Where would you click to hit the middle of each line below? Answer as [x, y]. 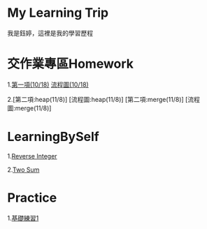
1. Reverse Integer [32, 156]
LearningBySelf [53, 137]
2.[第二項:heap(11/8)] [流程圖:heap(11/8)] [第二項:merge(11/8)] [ [98, 99]
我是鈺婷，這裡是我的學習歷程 [50, 33]
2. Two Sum [23, 170]
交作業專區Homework [71, 64]
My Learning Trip [58, 13]
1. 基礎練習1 [23, 218]
